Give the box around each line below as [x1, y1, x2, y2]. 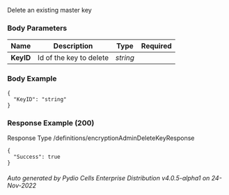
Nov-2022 [7, 181, 37, 190]
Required [141, 41, 172, 51]
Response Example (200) [7, 118, 95, 127]
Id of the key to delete [37, 53, 109, 63]
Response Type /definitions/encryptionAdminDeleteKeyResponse [7, 134, 195, 142]
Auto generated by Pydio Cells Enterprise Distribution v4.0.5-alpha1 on [7, 174, 210, 182]
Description [53, 41, 93, 51]
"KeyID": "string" [13, 95, 68, 103]
